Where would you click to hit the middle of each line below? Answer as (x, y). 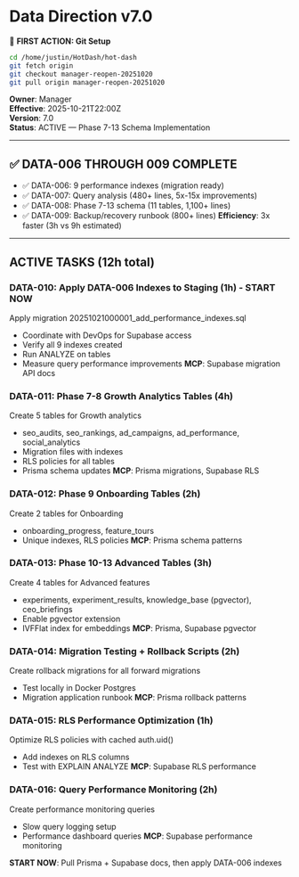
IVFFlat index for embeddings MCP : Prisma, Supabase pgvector (139, 628)
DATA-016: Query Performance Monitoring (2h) (113, 790)
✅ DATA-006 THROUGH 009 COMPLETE (123, 164)
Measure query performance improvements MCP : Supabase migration (151, 364)
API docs (39, 373)
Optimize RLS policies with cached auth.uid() (92, 740)
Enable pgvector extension (71, 619)
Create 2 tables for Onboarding (66, 513)
